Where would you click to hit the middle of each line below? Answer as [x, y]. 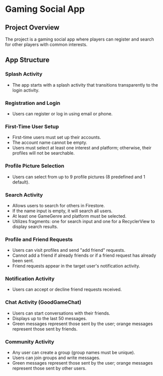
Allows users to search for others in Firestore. [58, 205]
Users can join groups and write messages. [56, 358]
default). [21, 182]
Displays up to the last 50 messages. [49, 318]
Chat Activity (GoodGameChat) [43, 302]
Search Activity [24, 195]
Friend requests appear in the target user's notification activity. [76, 266]
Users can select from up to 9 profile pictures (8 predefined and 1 [79, 177]
